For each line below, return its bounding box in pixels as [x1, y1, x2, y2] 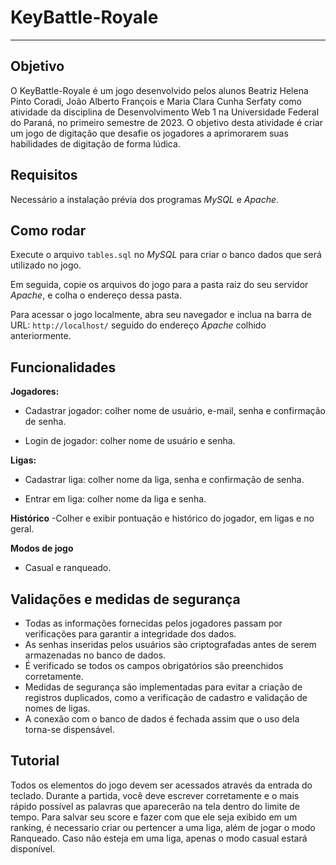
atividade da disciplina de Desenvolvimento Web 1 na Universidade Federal [10, 106, 320, 118]
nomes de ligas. [24, 702, 91, 714]
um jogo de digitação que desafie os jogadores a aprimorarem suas [10, 127, 289, 139]
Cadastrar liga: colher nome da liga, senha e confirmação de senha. [24, 474, 305, 486]
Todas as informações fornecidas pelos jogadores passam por [24, 617, 283, 629]
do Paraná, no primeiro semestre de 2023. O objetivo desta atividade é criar [10, 116, 323, 128]
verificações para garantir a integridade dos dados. [24, 628, 237, 640]
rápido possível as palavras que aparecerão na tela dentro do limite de [10, 800, 300, 812]
